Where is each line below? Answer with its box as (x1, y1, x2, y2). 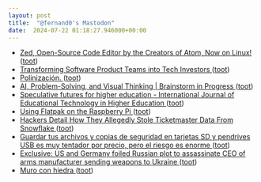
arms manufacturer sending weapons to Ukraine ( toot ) (19, 157, 198, 167)
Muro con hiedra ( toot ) (19, 165, 94, 175)
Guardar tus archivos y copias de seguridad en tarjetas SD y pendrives (19, 132, 251, 142)
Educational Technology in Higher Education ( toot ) (19, 98, 184, 108)
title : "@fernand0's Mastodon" (8, 19, 115, 27)
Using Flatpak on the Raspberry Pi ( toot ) (19, 107, 152, 116)
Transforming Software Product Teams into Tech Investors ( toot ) (19, 65, 230, 74)
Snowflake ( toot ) (19, 123, 74, 133)
